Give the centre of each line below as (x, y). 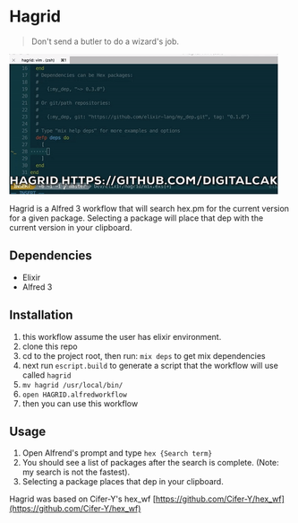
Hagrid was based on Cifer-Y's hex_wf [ (83, 499)
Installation (41, 315)
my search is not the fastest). (76, 472)
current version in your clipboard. (71, 227)
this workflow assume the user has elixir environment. (122, 336)
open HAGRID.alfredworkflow (74, 395)
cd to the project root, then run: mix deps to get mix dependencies (144, 355)
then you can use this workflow (80, 403)
